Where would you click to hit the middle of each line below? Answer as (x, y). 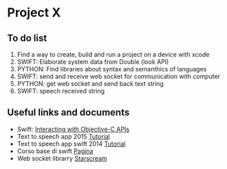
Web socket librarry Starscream (62, 158)
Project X (34, 13)
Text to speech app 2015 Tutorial (63, 136)
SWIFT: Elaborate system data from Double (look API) (93, 62)
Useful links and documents (68, 112)
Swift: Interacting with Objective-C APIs (73, 129)
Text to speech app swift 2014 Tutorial (71, 144)
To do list (27, 38)
